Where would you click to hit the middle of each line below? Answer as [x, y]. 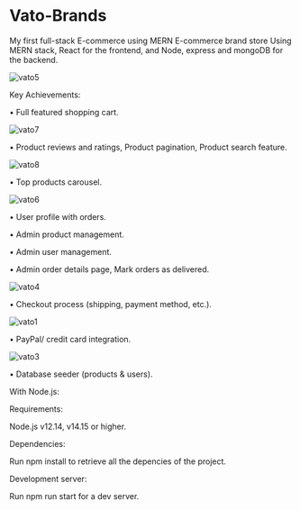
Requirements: [36, 409]
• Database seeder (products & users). [81, 374]
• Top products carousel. [55, 182]
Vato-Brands [58, 16]
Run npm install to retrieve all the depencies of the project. [118, 461]
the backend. [34, 59]
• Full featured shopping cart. [64, 112]
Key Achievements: [45, 95]
